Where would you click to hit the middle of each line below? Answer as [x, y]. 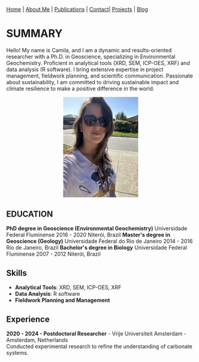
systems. [17, 353]
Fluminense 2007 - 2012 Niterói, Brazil [53, 254]
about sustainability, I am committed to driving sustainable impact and [93, 82]
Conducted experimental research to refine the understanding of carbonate [99, 346]
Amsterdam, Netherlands [37, 340]
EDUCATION [30, 214]
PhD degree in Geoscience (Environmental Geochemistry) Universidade [97, 229]
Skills [16, 273]
